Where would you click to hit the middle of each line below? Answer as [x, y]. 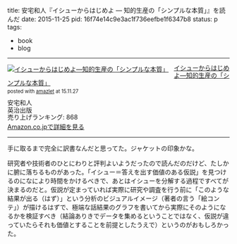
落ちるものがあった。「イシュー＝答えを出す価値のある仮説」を [117, 172]
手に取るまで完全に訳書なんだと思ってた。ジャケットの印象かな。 [103, 148]
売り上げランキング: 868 [43, 117]
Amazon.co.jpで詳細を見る [46, 127]
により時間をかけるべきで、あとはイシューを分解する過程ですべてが [130, 181]
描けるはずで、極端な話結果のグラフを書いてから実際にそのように [124, 207]
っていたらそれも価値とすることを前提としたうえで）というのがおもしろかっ [118, 225]
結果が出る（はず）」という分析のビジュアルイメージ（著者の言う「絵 [108, 198]
